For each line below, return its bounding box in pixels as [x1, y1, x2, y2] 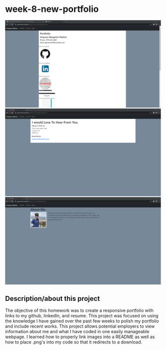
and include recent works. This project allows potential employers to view [5, 323, 155, 329]
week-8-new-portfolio [5, 3, 99, 15]
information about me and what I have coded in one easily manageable [5, 329, 150, 335]
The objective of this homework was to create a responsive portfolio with [5, 307, 154, 313]
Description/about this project [5, 294, 100, 303]
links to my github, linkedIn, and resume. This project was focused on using [5, 313, 159, 319]
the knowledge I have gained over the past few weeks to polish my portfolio [5, 318, 159, 324]
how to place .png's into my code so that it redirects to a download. [5, 339, 142, 345]
